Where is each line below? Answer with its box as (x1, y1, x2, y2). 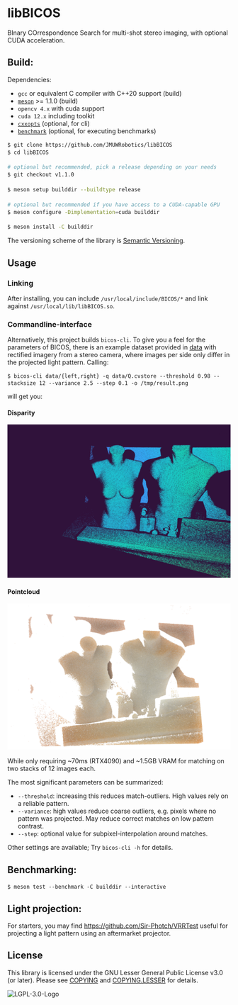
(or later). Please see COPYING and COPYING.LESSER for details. (7, 976, 198, 984)
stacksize (7, 380, 37, 387)
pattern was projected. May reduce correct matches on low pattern (17, 814, 214, 823)
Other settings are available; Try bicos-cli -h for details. (7, 843, 174, 852)
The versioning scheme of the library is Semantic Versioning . (7, 236, 186, 245)
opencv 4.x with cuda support (17, 104, 105, 113)
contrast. (17, 822, 45, 831)
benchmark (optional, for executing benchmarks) (17, 126, 157, 135)
